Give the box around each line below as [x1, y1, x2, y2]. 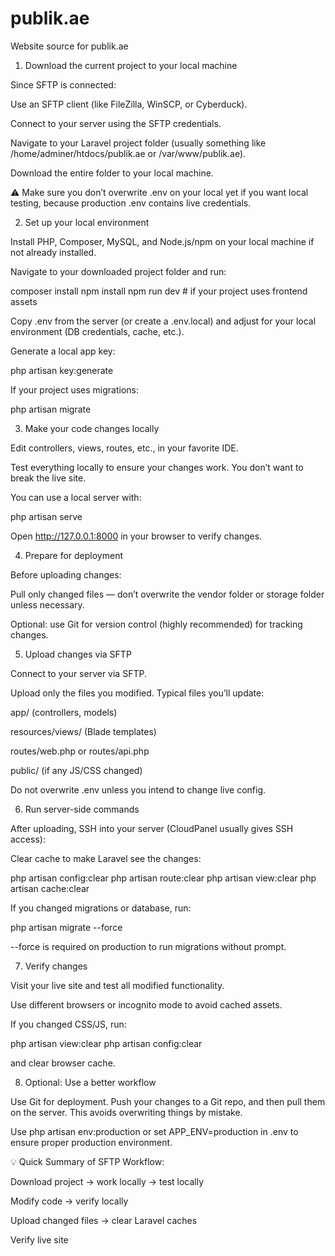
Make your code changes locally [24, 422, 160, 434]
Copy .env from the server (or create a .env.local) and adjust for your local [10, 315, 317, 327]
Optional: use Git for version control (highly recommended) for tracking [10, 618, 303, 630]
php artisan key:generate [10, 364, 114, 376]
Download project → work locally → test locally [10, 1175, 205, 1187]
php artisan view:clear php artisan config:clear [10, 1037, 203, 1049]
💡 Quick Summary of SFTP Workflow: [10, 1155, 165, 1167]
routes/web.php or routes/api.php [10, 745, 150, 757]
